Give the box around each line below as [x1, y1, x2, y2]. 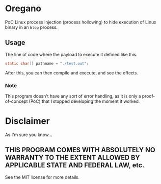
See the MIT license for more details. [5, 174, 80, 180]
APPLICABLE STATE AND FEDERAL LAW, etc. [5, 161, 145, 169]
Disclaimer [5, 115, 50, 127]
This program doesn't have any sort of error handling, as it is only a [5, 93, 141, 99]
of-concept [5, 98, 28, 104]
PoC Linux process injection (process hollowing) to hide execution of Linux [5, 19, 157, 25]
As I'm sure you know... [5, 132, 53, 138]
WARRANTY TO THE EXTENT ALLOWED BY [5, 154, 140, 162]
